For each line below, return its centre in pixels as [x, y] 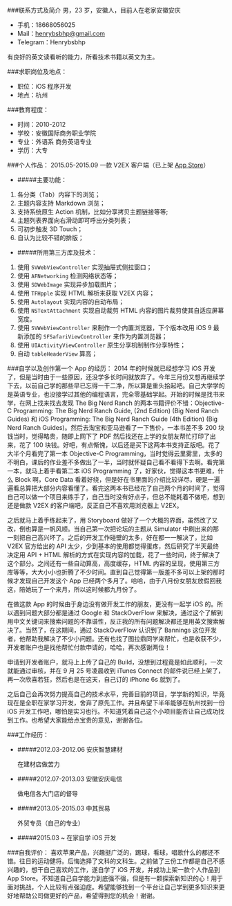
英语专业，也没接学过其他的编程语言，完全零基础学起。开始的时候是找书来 [119, 394]
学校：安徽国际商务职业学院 [57, 133]
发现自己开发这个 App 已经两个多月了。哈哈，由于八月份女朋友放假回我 [120, 581]
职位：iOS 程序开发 [44, 86]
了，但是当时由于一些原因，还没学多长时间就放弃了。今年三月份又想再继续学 [116, 377]
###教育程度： [28, 110]
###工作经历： [28, 735]
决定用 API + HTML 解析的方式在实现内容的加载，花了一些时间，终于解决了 [114, 555]
